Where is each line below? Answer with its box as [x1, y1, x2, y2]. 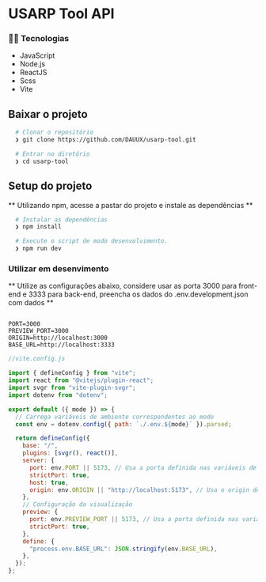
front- [238, 282, 258, 291]
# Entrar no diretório [15, 150, 90, 158]
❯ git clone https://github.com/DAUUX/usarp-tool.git [15, 136, 196, 144]
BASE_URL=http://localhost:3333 [8, 341, 115, 349]
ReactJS [19, 68, 47, 77]
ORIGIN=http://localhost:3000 [8, 334, 108, 342]
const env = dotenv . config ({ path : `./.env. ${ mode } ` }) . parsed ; [15, 420, 232, 428]
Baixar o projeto [8, 108, 89, 121]
